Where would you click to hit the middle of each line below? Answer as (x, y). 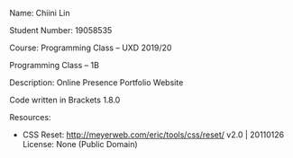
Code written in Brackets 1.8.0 (65, 100)
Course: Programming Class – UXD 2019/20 (91, 48)
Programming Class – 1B (54, 65)
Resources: (30, 117)
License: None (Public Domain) (80, 144)
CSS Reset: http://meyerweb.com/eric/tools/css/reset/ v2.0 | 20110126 (153, 135)
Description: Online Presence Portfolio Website (96, 83)
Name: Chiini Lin (40, 13)
